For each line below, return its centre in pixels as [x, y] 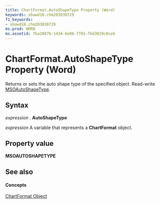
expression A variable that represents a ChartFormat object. [69, 127]
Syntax [17, 105]
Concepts [16, 185]
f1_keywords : [19, 19]
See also [19, 172]
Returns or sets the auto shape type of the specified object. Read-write [80, 84]
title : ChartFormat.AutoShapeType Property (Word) [60, 10]
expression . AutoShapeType [36, 117]
